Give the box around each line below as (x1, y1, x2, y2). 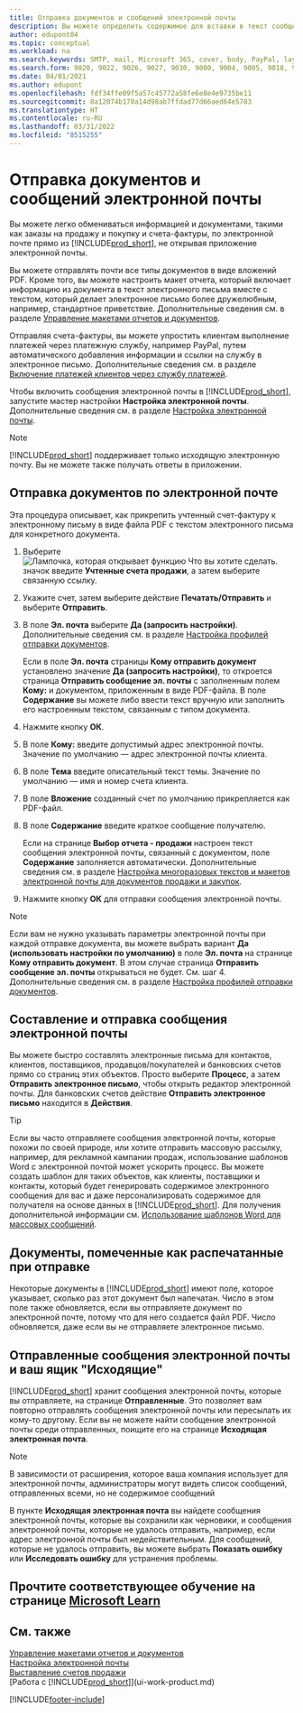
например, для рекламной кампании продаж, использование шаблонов (9, 1152, 289, 1163)
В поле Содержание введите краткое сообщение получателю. (22, 820, 266, 831)
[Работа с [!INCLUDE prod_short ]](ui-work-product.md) (9, 1677, 215, 1688)
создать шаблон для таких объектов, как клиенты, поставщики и (9, 1171, 260, 1182)
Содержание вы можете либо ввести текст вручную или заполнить (22, 694, 286, 705)
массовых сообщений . (9, 1219, 97, 1229)
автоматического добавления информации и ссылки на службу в (9, 349, 262, 360)
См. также (9, 1624, 72, 1639)
